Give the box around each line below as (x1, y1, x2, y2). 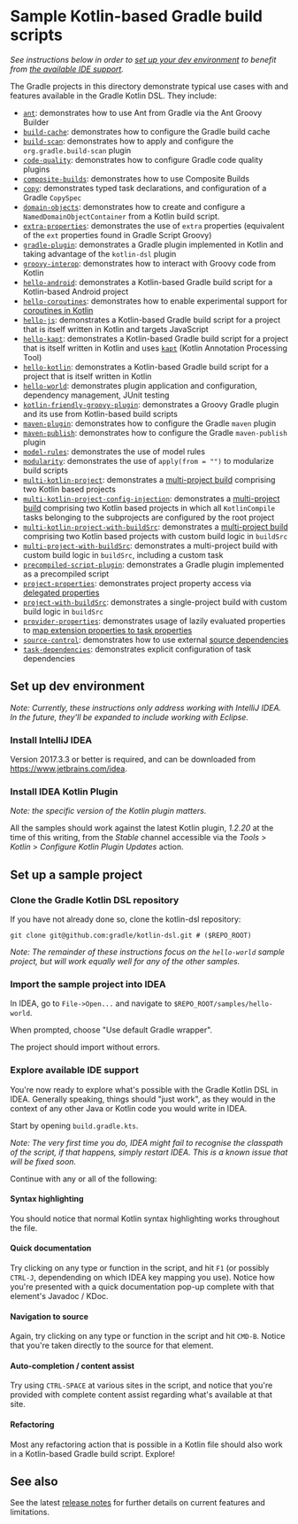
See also (10, 1474, 58, 1489)
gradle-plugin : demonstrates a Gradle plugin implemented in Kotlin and (22, 239, 284, 250)
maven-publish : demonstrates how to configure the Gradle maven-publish (22, 427, 288, 437)
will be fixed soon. (10, 1156, 77, 1166)
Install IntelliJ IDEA (10, 733, 92, 746)
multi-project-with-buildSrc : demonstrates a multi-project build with (22, 540, 279, 551)
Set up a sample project (10, 867, 143, 882)
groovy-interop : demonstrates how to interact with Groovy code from (22, 258, 277, 268)
